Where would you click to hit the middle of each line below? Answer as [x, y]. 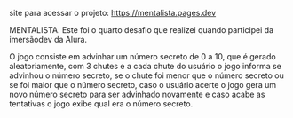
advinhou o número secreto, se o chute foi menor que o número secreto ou [146, 75]
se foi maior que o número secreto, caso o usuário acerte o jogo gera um [143, 85]
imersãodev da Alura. [48, 39]
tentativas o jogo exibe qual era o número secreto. [101, 104]
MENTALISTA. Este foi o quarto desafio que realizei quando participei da [141, 30]
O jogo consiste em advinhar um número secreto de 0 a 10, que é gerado [143, 56]
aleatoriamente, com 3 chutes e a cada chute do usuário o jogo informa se [146, 66]
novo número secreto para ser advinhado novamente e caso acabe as [137, 94]
